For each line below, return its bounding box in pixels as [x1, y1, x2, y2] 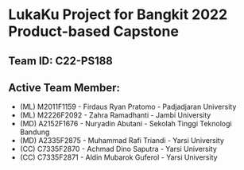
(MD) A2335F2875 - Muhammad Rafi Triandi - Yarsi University [19, 136, 225, 145]
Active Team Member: [8, 81, 121, 95]
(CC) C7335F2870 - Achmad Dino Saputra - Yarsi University [19, 145, 217, 154]
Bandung [19, 127, 50, 137]
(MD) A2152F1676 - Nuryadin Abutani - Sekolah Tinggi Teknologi [19, 119, 232, 129]
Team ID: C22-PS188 [8, 54, 114, 68]
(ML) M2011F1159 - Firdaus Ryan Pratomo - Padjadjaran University [19, 102, 237, 112]
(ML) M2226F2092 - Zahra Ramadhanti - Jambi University [19, 110, 211, 120]
